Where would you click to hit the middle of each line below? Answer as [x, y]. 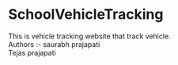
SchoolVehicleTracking [86, 14]
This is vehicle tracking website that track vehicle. [90, 36]
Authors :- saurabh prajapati [54, 44]
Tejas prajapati [32, 52]
